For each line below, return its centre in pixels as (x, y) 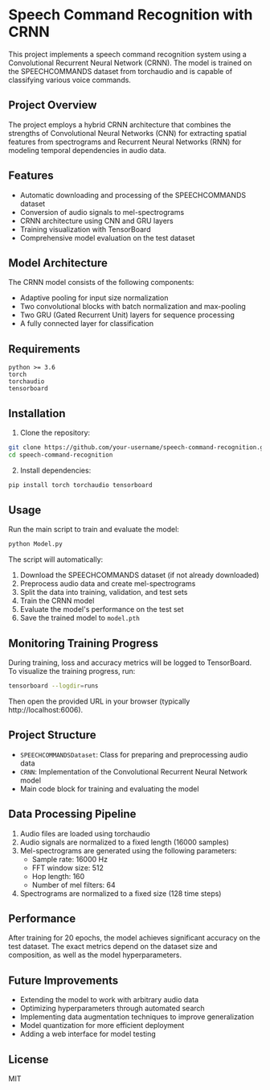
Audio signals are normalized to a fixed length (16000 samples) (124, 842)
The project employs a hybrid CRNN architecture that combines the (120, 124)
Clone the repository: (55, 433)
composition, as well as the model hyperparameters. (95, 955)
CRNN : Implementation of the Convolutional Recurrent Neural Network (133, 771)
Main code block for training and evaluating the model (109, 789)
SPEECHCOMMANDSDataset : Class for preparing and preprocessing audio (134, 754)
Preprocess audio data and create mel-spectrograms (108, 584)
